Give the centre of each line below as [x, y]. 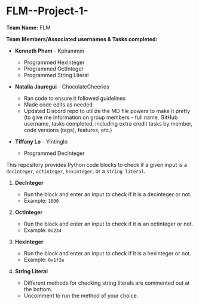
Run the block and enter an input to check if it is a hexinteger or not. [107, 253]
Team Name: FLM [28, 28]
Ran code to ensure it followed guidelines [75, 98]
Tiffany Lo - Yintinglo [41, 141]
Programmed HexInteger [54, 62]
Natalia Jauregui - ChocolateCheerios [62, 86]
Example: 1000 [41, 200]
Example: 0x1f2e [44, 260]
